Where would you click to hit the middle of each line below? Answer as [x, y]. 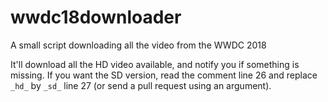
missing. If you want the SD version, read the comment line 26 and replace [164, 75]
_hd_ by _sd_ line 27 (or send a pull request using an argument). [141, 85]
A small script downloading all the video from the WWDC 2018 [138, 45]
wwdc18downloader [96, 17]
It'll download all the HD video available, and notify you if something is [155, 64]
